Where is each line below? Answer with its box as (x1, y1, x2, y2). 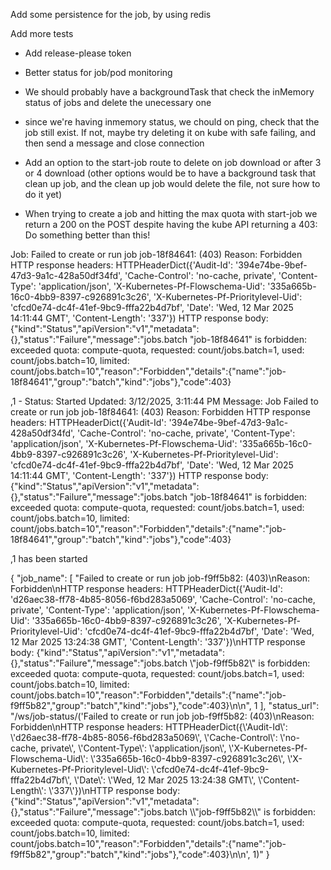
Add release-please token (24, 47, 132, 59)
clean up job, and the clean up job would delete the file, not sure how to (24, 178, 321, 189)
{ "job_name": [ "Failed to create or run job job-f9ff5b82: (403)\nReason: (10, 572, 311, 584)
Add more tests (10, 28, 74, 39)
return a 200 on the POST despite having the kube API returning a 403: (24, 219, 318, 230)
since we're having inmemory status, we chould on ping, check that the (24, 116, 320, 128)
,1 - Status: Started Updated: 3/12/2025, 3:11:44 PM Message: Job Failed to (10, 395, 319, 407)
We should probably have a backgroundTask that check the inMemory (24, 86, 315, 98)
